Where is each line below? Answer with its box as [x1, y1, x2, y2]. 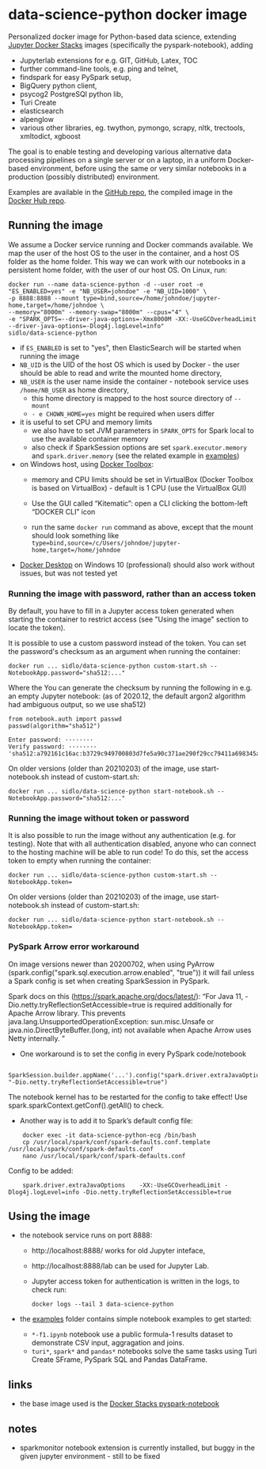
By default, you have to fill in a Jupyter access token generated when [8, 606, 234, 616]
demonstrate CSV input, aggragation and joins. [31, 1338, 184, 1348]
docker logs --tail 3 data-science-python [31, 1300, 174, 1309]
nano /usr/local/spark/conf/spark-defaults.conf [22, 1152, 186, 1160]
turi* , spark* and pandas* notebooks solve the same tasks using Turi [31, 1346, 257, 1356]
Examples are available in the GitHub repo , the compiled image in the [8, 187, 234, 197]
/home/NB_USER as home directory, [19, 384, 129, 394]
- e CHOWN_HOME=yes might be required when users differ [31, 408, 215, 418]
